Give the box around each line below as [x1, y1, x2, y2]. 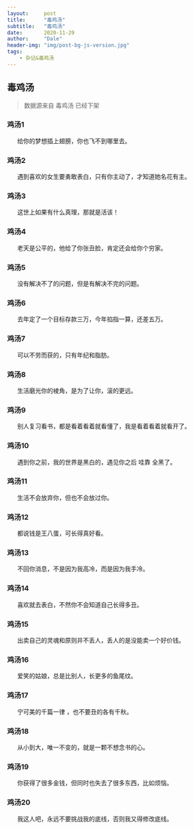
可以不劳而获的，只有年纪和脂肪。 [16, 351, 113, 359]
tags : [7, 49, 23, 55]
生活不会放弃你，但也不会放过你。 [16, 493, 113, 502]
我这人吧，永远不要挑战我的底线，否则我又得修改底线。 [16, 815, 173, 823]
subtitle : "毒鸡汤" [7, 23, 66, 29]
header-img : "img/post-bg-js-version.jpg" [7, 42, 130, 49]
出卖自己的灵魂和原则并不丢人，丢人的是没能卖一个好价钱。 [16, 636, 185, 645]
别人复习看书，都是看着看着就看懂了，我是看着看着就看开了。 [16, 422, 191, 430]
